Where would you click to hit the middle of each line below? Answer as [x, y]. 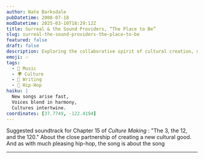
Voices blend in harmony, [45, 102]
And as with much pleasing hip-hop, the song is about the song [86, 144]
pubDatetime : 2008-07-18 [38, 18]
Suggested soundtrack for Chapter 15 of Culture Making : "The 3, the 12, [97, 130]
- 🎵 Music [24, 68]
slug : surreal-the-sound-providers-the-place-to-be [73, 35]
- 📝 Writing [27, 79]
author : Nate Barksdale [36, 12]
